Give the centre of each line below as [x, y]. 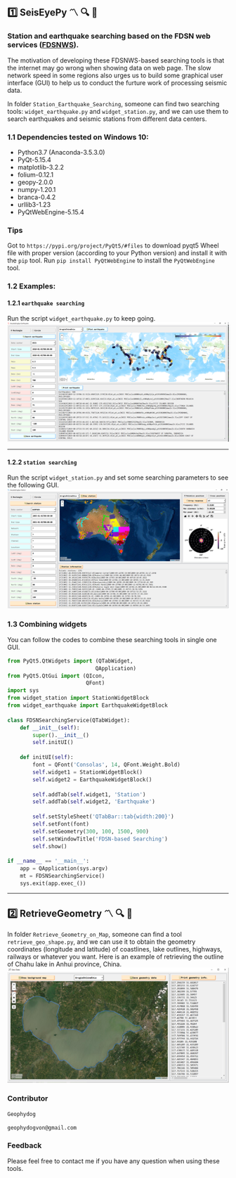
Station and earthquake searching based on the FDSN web [109, 36]
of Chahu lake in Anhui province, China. [64, 964]
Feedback [25, 1146]
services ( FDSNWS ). [43, 45]
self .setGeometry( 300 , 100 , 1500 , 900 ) [91, 831]
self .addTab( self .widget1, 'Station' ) [89, 794]
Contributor [28, 1098]
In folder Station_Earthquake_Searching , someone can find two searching [113, 103]
